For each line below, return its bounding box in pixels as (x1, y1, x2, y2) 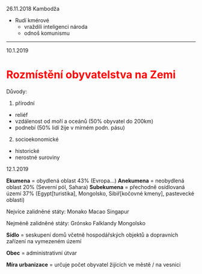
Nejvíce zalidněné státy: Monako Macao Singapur (6, 208, 129, 215)
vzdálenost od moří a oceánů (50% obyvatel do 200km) (14, 117, 154, 125)
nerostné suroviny (14, 154, 60, 161)
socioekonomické (14, 135, 59, 143)
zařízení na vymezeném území (6, 237, 82, 244)
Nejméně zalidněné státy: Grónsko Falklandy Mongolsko (6, 219, 146, 226)
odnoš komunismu (23, 30, 70, 37)
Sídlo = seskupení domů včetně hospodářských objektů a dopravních (6, 231, 179, 238)
